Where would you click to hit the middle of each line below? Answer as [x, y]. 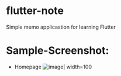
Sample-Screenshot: [58, 51]
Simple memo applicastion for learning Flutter [61, 27]
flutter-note [35, 11]
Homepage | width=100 [53, 67]
